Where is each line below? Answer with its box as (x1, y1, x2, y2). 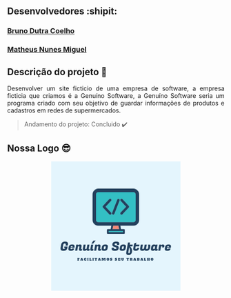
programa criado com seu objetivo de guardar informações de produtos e (7, 99, 225, 108)
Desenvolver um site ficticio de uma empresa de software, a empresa (7, 84, 225, 92)
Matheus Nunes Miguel (7, 45, 87, 54)
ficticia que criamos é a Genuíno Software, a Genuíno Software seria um (7, 92, 225, 100)
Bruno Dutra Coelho (7, 26, 75, 36)
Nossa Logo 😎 (7, 143, 71, 155)
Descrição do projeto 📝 (7, 66, 108, 78)
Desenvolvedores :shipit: (7, 6, 117, 17)
